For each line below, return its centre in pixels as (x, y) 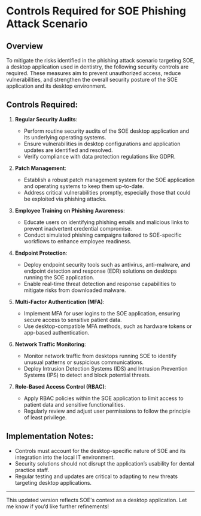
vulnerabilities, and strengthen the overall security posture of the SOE (92, 80)
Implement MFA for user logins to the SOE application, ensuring (102, 313)
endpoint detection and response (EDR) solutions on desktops (100, 271)
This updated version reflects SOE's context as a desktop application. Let (97, 500)
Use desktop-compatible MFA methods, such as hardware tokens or (108, 326)
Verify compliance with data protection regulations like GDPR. (100, 156)
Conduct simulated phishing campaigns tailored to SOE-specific (103, 235)
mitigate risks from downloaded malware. (75, 290)
